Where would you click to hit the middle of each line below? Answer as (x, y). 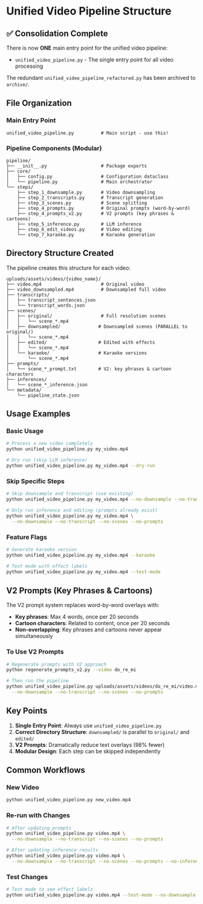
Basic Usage (25, 431)
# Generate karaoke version (42, 549)
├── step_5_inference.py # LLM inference (79, 224)
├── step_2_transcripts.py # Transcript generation (90, 198)
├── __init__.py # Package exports (77, 166)
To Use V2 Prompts (35, 652)
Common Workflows (46, 770)
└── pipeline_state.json (48, 395)
